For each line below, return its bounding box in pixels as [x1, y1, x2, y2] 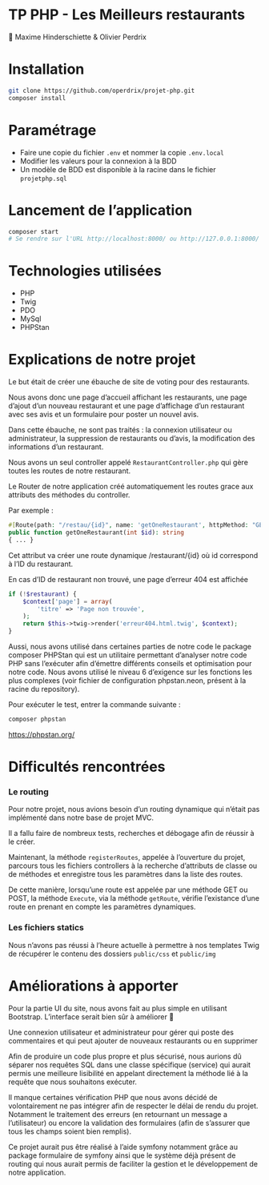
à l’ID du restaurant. [8, 559, 74, 568]
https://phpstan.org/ [8, 729, 75, 739]
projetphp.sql [19, 175, 67, 183]
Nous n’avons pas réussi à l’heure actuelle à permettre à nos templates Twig [8, 940, 260, 950]
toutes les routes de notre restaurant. [8, 466, 131, 476]
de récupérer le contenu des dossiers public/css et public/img [8, 949, 216, 958]
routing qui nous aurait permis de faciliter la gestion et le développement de [8, 1159, 259, 1168]
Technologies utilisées [8, 262, 162, 280]
